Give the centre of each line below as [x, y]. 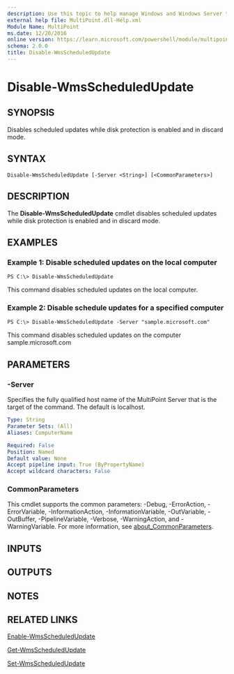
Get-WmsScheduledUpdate [47, 650]
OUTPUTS [30, 572]
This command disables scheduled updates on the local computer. [103, 290]
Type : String [26, 420]
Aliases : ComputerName [40, 433]
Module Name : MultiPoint [43, 27]
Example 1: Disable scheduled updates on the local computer [112, 262]
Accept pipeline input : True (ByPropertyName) [76, 465]
